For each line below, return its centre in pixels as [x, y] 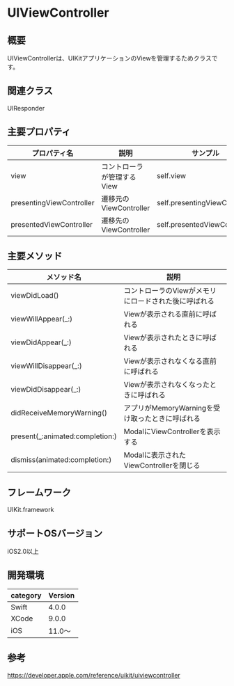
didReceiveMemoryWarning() [59, 413]
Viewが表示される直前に [163, 314]
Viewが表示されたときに [163, 337]
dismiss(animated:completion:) [61, 460]
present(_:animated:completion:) [64, 436]
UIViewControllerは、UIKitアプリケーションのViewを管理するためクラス [110, 58]
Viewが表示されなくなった [167, 385]
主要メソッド [35, 256]
